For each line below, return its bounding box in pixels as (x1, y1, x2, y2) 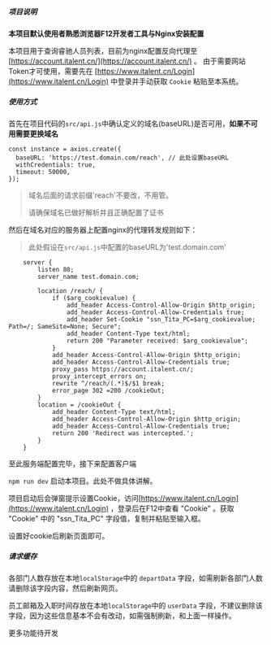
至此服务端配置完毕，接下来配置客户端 (8, 459, 136, 468)
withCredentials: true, (15, 160, 96, 169)
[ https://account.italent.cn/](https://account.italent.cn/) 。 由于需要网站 (8, 56, 246, 66)
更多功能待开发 (8, 628, 58, 638)
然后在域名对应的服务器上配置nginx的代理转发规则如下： (8, 224, 198, 234)
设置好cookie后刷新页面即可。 (8, 530, 110, 540)
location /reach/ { (37, 286, 104, 295)
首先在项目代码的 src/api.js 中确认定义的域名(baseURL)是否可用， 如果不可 (8, 118, 258, 129)
